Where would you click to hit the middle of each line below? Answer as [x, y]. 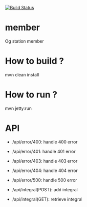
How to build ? [35, 61]
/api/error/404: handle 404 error [45, 171]
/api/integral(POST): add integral [45, 189]
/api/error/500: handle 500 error [44, 180]
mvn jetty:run [18, 108]
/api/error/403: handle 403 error [45, 161]
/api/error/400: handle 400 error [45, 142]
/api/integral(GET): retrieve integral [47, 199]
